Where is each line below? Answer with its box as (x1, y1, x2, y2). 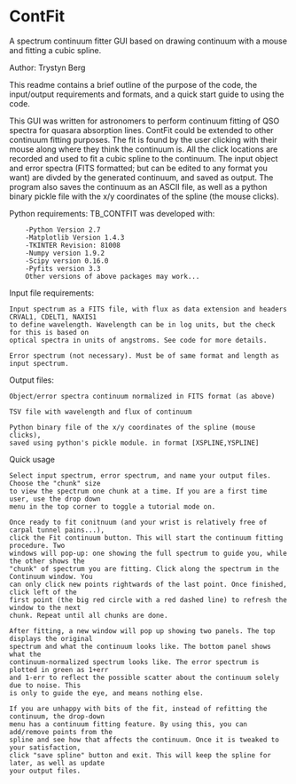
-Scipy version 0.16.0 (25, 256, 109, 265)
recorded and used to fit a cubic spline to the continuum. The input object (9, 153, 278, 163)
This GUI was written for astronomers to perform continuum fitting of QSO (9, 115, 280, 126)
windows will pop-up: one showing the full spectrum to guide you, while (9, 549, 288, 558)
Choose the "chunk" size (9, 479, 101, 487)
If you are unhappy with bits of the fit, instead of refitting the (9, 704, 268, 713)
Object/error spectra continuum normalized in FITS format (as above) (9, 392, 276, 400)
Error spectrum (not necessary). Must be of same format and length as (9, 351, 279, 360)
